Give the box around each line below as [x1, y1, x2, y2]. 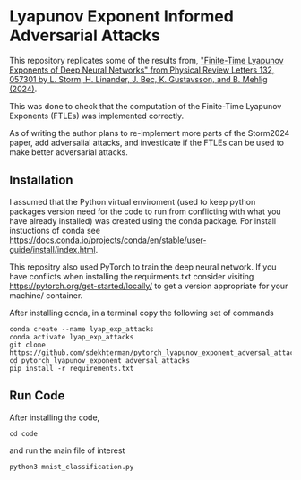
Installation [9, 173, 73, 188]
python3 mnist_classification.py [9, 462, 134, 471]
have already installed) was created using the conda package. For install [9, 215, 276, 226]
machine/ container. [9, 289, 83, 301]
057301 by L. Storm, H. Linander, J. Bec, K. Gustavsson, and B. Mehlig [9, 73, 268, 84]
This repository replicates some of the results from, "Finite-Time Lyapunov [9, 55, 284, 65]
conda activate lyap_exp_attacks [9, 332, 134, 341]
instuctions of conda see [9, 225, 101, 236]
